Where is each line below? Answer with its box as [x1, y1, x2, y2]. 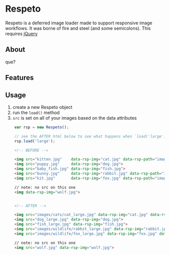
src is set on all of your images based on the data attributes [12, 115, 137, 121]
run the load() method [12, 110, 60, 116]
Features [5, 74, 34, 82]
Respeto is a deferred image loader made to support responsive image [5, 20, 153, 26]
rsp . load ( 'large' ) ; [14, 138, 56, 143]
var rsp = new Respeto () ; [14, 125, 69, 130]
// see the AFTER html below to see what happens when [14, 134, 133, 139]
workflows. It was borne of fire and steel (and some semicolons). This [5, 25, 151, 31]
